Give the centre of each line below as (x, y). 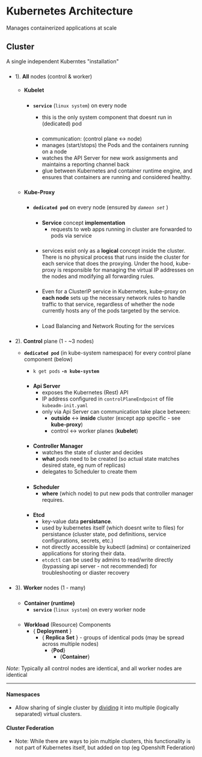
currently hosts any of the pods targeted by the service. (111, 311)
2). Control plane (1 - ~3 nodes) (54, 341)
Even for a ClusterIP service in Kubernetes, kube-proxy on (114, 291)
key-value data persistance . (77, 521)
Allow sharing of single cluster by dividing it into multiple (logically (97, 708)
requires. (53, 499)
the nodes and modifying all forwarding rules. (98, 276)
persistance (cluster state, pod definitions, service (104, 534)
